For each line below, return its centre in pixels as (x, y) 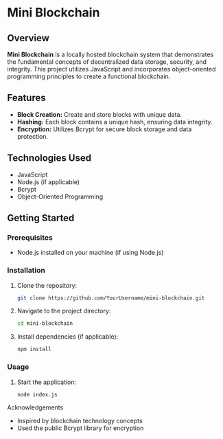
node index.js (37, 394)
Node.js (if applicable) (48, 182)
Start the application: (47, 382)
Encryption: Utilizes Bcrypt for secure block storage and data (104, 129)
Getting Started (41, 218)
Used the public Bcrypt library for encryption (80, 428)
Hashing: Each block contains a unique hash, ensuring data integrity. (115, 122)
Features (26, 98)
